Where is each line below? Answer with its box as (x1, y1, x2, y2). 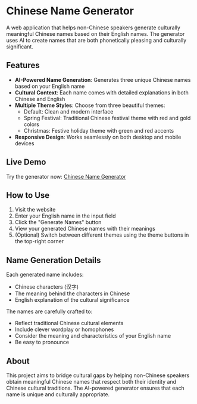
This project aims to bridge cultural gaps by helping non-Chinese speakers (6, 372, 190, 379)
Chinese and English (14, 95, 65, 102)
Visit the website (14, 206, 56, 213)
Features (6, 60, 40, 71)
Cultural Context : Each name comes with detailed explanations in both (14, 88, 189, 96)
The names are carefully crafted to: (6, 308, 93, 315)
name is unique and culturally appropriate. (6, 391, 110, 398)
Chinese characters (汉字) (14, 283, 79, 290)
